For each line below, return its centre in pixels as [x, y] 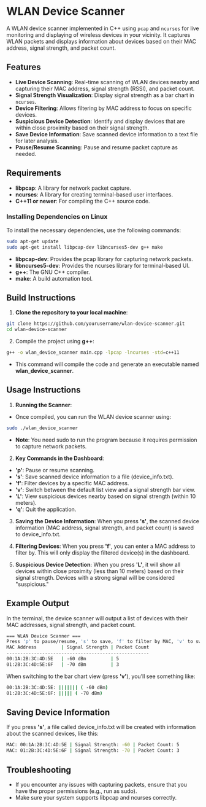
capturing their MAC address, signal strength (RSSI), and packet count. [105, 88]
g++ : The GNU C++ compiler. [52, 272]
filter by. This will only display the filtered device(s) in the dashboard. [102, 552]
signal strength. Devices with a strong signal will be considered [95, 577]
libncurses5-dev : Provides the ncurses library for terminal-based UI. [102, 265]
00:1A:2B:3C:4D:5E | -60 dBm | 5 [63, 659]
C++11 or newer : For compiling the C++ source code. [82, 201]
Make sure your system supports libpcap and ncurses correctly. [96, 797]
